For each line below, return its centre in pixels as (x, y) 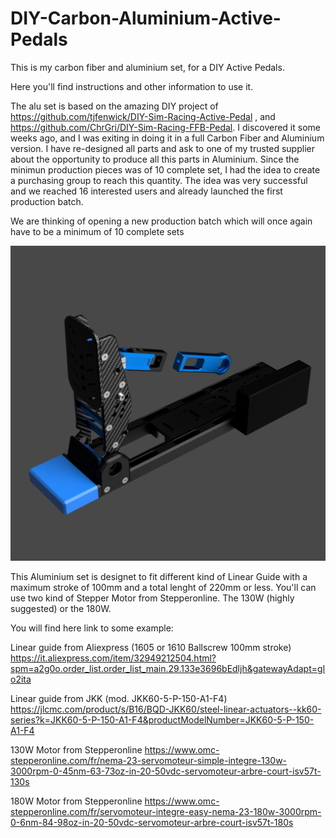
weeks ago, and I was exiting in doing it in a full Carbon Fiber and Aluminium (167, 138)
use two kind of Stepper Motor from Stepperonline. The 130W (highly (152, 598)
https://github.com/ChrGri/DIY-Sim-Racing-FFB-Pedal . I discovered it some (165, 127)
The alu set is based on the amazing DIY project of (114, 106)
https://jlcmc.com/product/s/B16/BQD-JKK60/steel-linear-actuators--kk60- (166, 709)
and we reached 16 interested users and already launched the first (146, 191)
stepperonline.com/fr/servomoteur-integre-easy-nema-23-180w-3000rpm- (166, 811)
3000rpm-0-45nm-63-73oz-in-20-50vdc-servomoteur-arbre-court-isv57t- (166, 771)
